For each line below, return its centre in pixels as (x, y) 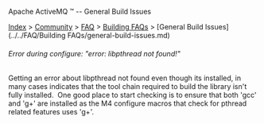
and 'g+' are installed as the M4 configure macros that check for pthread (128, 103)
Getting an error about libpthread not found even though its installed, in (124, 78)
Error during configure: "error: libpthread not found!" (95, 53)
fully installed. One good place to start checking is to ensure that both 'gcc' (132, 95)
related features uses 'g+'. (51, 112)
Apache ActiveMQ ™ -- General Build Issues (80, 12)
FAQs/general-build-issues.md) (119, 35)
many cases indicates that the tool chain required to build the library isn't (128, 87)
